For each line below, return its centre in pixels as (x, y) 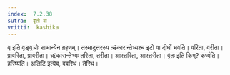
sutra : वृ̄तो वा (27, 21)
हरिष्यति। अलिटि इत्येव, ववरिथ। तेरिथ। (53, 64)
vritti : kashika (33, 27)
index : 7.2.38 (30, 14)
